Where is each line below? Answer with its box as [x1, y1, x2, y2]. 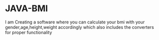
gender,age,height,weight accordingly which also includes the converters [5, 24, 154, 30]
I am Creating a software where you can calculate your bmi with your [5, 19, 145, 25]
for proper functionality [5, 29, 53, 35]
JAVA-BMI [5, 3, 48, 14]
